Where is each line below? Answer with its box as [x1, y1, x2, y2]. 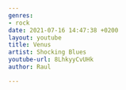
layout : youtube [8, 33, 62, 42]
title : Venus [8, 41, 52, 49]
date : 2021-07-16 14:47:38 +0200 [8, 26, 119, 34]
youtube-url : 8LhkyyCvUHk [8, 56, 94, 64]
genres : [8, 11, 34, 20]
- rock [8, 19, 30, 27]
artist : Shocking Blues [8, 48, 87, 56]
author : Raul [8, 63, 52, 71]
